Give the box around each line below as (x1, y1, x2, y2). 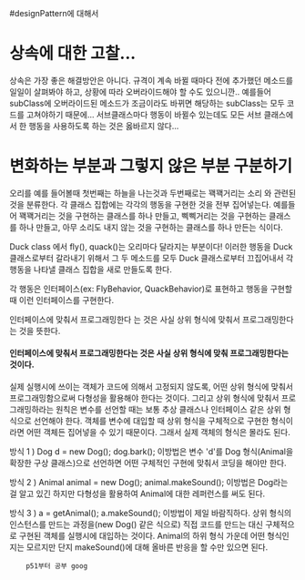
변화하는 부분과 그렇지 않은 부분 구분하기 (9, 156, 293, 177)
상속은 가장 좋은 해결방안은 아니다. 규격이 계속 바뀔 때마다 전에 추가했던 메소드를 (9, 75, 294, 86)
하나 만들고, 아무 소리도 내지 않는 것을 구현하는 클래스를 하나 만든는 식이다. (18, 221, 284, 232)
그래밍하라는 (9, 404, 55, 415)
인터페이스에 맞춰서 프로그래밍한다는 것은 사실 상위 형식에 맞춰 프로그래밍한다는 (9, 348, 290, 359)
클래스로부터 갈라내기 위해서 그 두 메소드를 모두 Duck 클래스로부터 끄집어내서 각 (9, 252, 294, 263)
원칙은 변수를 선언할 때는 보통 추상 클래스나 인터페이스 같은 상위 (56, 404, 282, 415)
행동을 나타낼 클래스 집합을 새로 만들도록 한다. (9, 263, 173, 275)
